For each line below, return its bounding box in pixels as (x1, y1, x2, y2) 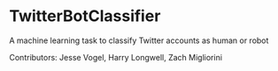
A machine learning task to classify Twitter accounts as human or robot (9, 35, 269, 46)
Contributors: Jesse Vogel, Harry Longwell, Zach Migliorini (9, 52, 223, 62)
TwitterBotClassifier (9, 6, 161, 26)
